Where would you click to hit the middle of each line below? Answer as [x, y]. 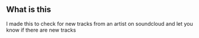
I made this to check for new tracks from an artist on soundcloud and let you [99, 23]
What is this [29, 10]
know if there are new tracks [41, 30]
